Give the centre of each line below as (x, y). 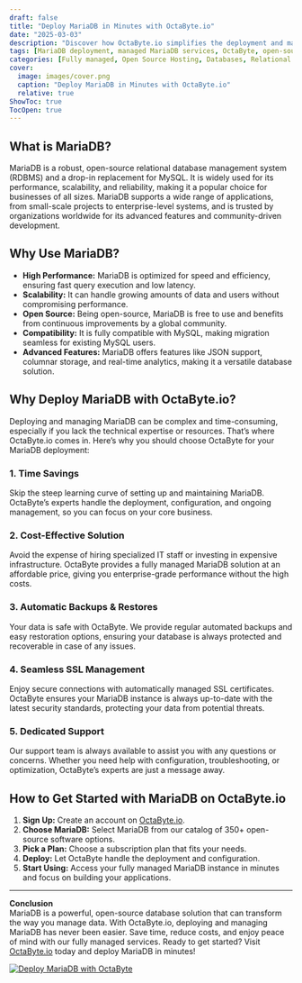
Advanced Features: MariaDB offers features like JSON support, (142, 351)
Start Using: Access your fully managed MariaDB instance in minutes (151, 868)
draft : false (34, 18)
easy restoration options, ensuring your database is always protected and (146, 636)
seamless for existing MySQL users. (89, 342)
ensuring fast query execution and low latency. (109, 285)
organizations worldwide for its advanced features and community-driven (146, 216)
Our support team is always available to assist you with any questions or (143, 751)
